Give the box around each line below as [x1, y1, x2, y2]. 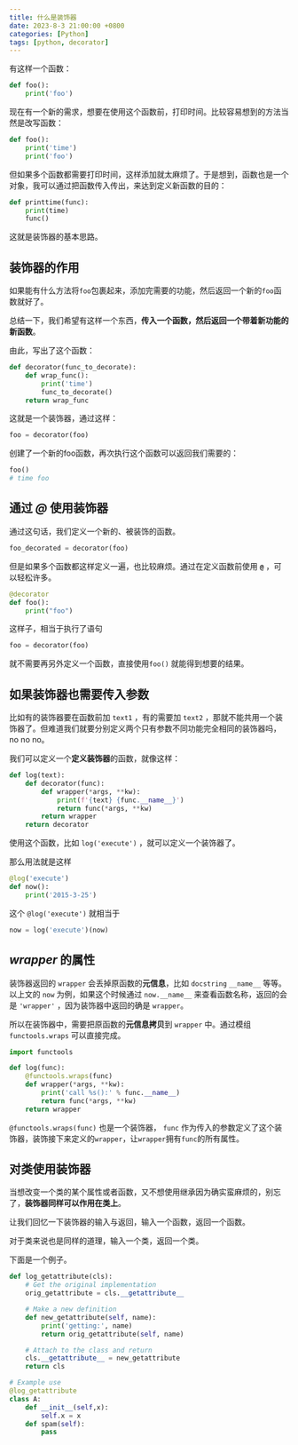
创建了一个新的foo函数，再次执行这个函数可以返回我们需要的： [9, 448, 239, 458]
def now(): [9, 883, 50, 892]
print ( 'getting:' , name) [41, 1321, 133, 1330]
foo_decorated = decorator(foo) [9, 544, 129, 552]
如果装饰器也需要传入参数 [9, 687, 149, 702]
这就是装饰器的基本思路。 [9, 232, 103, 242]
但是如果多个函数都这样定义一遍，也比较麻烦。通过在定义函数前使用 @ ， [9, 560, 275, 571]
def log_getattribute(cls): [9, 1272, 114, 1282]
